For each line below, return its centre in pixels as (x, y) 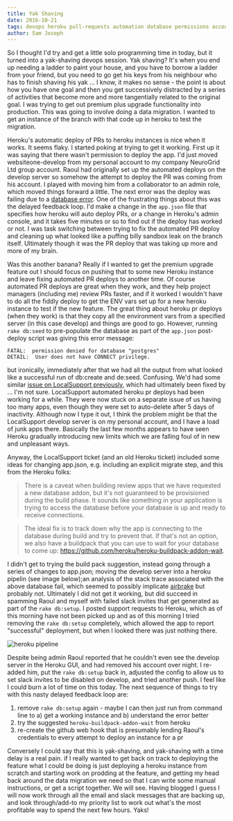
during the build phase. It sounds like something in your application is (123, 501)
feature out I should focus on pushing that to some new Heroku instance (110, 272)
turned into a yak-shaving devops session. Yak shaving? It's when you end (114, 60)
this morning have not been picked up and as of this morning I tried (103, 616)
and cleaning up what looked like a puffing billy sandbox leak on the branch (115, 236)
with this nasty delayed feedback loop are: (68, 694)
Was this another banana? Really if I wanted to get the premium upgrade (110, 264)
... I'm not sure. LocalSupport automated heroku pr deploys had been (106, 392)
